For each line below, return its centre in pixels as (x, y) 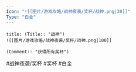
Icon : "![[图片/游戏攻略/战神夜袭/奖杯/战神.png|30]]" (68, 11)
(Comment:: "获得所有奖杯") (38, 52)
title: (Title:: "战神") (35, 34)
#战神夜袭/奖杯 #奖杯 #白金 (39, 63)
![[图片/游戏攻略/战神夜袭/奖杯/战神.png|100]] (59, 40)
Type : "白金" (21, 17)
